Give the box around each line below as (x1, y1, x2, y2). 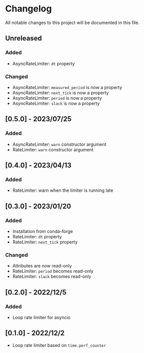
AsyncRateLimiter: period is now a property (12, 95, 102, 101)
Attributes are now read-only (12, 263, 72, 269)
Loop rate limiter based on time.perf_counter (12, 342, 106, 348)
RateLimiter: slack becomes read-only (12, 273, 91, 279)
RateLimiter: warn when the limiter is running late (12, 187, 113, 193)
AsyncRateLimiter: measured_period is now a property (12, 84, 122, 90)
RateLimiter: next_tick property (12, 239, 78, 245)
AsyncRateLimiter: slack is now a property (12, 100, 100, 106)
